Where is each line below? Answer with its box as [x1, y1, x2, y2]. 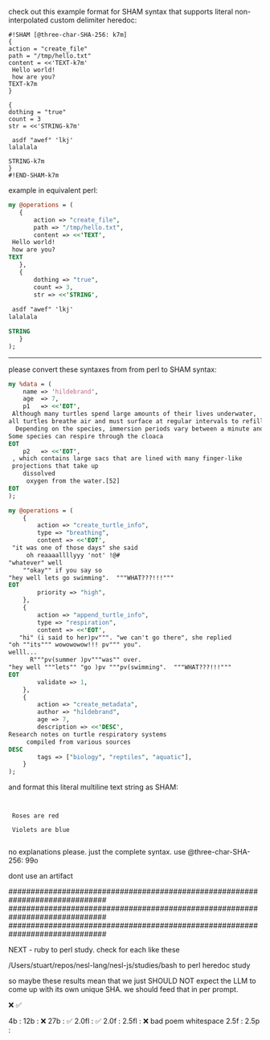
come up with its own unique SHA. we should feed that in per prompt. [8, 985, 239, 994]
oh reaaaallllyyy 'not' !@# [26, 551, 121, 559]
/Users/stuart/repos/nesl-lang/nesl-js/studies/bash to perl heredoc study [8, 960, 251, 970]
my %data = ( [8, 380, 52, 388]
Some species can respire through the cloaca [8, 432, 163, 440]
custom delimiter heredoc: [50, 15, 137, 25]
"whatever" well [8, 558, 63, 567]
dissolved [22, 470, 56, 478]
